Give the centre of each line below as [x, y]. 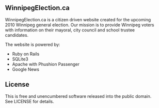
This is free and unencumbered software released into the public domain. [78, 96]
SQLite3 [20, 59]
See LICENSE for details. [30, 101]
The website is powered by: [33, 44]
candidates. [17, 35]
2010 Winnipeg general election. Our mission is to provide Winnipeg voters [79, 25]
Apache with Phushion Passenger [46, 64]
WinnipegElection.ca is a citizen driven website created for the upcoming [78, 19]
